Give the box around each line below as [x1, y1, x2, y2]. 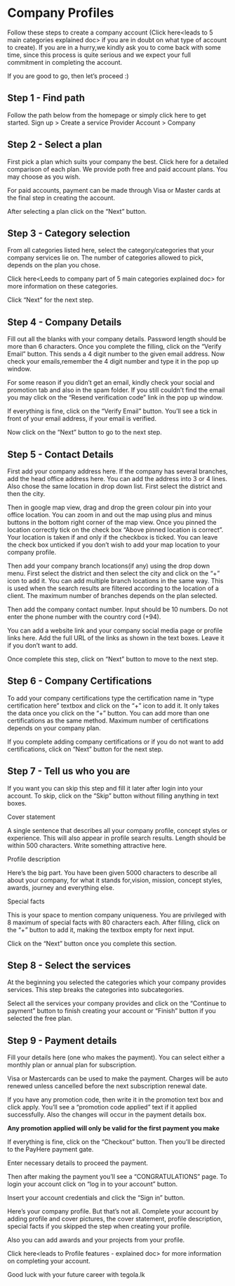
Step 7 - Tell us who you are [7, 765, 130, 777]
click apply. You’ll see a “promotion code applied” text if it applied [7, 1103, 197, 1112]
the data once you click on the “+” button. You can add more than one [7, 708, 210, 717]
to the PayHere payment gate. [7, 1145, 94, 1154]
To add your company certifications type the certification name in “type [7, 694, 214, 702]
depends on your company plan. [7, 723, 101, 732]
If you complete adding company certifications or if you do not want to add [7, 737, 224, 746]
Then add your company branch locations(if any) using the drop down [7, 561, 210, 570]
